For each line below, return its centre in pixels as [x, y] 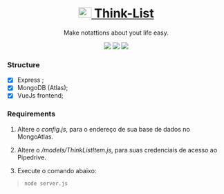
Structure [24, 64]
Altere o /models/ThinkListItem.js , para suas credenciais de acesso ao [117, 150]
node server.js [46, 183]
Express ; [30, 80]
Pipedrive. [32, 157]
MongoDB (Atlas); [43, 88]
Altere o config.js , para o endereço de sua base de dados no [103, 129]
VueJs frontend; [40, 96]
